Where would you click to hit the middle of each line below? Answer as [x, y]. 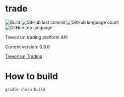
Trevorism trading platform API [36, 37]
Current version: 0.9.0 [28, 47]
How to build [31, 76]
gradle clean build [25, 90]
